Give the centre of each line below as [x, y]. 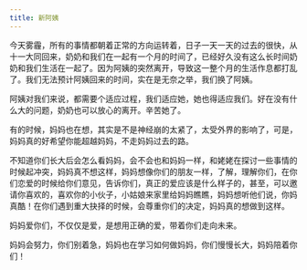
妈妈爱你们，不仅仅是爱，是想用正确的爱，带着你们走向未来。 [126, 225]
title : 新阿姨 [34, 18]
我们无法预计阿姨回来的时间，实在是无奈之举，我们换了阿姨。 [141, 79]
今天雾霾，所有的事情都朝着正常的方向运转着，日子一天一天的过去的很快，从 [153, 45]
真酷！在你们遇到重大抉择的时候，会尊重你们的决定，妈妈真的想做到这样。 [149, 205]
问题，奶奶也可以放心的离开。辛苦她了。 [109, 109]
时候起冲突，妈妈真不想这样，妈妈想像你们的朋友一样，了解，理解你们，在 [149, 171]
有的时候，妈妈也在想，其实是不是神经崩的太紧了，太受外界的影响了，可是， [153, 130]
